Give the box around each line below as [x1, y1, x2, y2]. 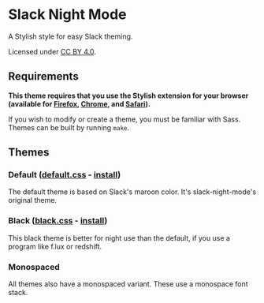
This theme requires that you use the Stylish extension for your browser [8, 91, 249, 100]
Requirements [8, 69, 79, 84]
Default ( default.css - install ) [8, 170, 121, 181]
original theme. [8, 196, 58, 205]
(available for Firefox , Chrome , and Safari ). [8, 99, 151, 108]
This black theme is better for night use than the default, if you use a [8, 233, 231, 242]
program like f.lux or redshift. [8, 241, 102, 251]
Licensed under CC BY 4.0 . [8, 47, 97, 56]
